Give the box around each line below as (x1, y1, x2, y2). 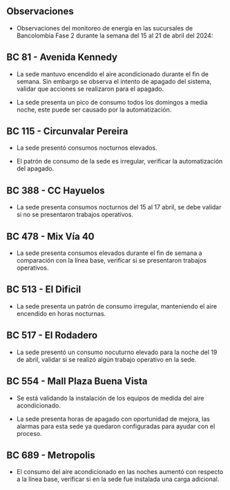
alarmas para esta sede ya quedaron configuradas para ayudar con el (16, 422, 215, 430)
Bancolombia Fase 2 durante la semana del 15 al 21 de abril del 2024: (16, 31, 213, 40)
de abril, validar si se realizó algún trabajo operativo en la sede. (16, 355, 197, 363)
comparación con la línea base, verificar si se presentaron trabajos (16, 256, 207, 265)
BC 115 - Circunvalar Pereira (6, 125, 128, 137)
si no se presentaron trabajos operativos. (16, 211, 134, 219)
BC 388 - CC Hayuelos (6, 184, 105, 196)
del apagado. (16, 164, 55, 173)
